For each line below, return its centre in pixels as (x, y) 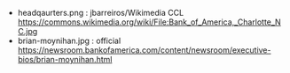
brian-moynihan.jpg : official (69, 40)
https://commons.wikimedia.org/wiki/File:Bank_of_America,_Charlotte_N (149, 22)
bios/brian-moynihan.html (65, 59)
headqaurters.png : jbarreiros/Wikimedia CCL (101, 13)
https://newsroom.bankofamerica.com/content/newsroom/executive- (144, 50)
